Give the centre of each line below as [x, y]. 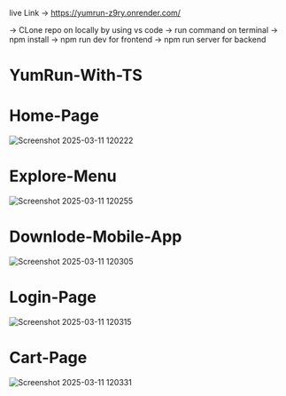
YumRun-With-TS [76, 75]
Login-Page [53, 297]
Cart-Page [48, 358]
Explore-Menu [63, 176]
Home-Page [54, 116]
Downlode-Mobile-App [96, 237]
